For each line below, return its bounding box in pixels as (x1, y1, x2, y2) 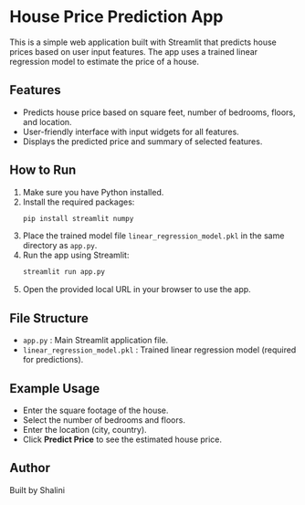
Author (9, 460, 50, 476)
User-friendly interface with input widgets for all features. (22, 126, 239, 137)
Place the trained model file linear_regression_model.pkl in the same (22, 230, 285, 241)
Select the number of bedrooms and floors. (22, 414, 185, 426)
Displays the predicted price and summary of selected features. (22, 135, 263, 147)
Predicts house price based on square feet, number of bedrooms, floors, (22, 107, 296, 118)
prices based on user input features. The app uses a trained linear (9, 46, 258, 57)
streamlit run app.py (22, 268, 105, 277)
